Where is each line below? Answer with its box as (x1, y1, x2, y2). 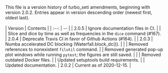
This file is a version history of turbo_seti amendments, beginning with (5, 4, 150, 10)
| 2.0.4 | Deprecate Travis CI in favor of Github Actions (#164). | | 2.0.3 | (5, 36, 153, 42)
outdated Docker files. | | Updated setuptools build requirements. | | (5, 57, 145, 63)
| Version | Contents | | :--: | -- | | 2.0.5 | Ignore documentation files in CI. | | (5, 25, 161, 31)
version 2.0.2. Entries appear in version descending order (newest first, (5, 9, 152, 15)
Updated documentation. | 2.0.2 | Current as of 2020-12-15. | (5, 62, 131, 68)
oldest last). (5, 15, 30, 20)
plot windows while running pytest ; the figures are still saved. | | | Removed (5, 52, 161, 58)
